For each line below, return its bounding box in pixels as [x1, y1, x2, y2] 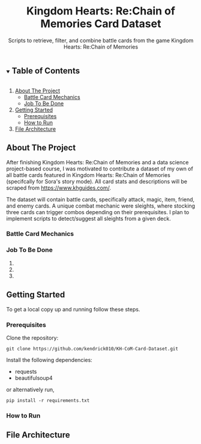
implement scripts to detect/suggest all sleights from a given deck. [6, 215, 171, 222]
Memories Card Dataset [40, 17, 161, 31]
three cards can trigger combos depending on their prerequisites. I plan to [6, 208, 190, 215]
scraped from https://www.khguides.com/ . [6, 184, 112, 191]
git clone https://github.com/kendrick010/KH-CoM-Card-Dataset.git [6, 346, 179, 352]
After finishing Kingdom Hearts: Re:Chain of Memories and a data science [6, 158, 189, 166]
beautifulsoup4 [14, 374, 53, 382]
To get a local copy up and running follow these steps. [6, 305, 140, 313]
